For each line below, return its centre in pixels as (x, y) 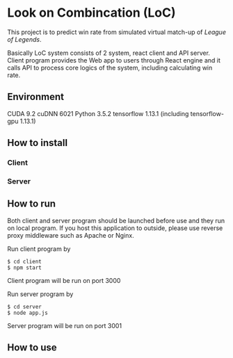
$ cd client (24, 261)
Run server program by (40, 294)
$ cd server (24, 307)
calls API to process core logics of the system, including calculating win (110, 67)
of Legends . (24, 39)
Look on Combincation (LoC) (91, 13)
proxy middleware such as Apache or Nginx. (71, 235)
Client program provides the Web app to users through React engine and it (114, 60)
